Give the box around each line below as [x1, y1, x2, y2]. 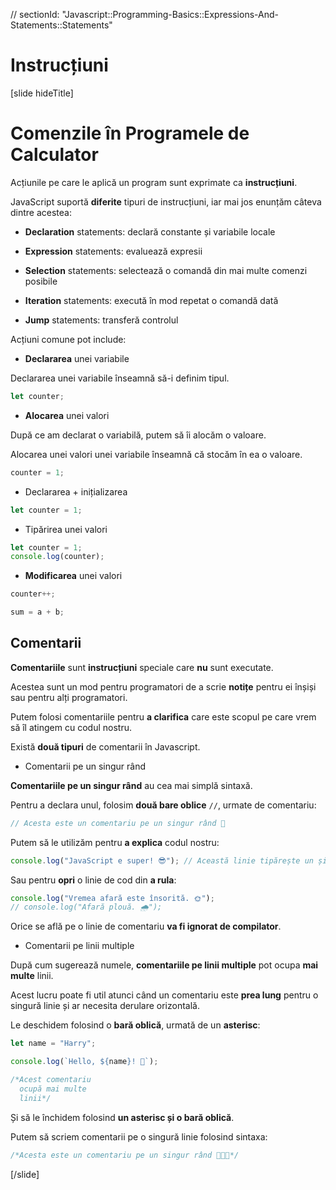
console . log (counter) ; [10, 552, 105, 562]
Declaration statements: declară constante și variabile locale [24, 225, 276, 238]
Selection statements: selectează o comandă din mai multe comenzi [24, 264, 308, 276]
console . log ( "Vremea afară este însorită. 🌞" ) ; [10, 893, 215, 903]
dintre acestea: [10, 206, 72, 218]
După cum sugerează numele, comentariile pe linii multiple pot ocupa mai [10, 959, 319, 971]
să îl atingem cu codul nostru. [10, 721, 132, 733]
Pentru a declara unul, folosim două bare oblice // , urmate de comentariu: [10, 799, 317, 811]
